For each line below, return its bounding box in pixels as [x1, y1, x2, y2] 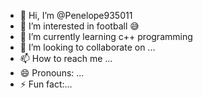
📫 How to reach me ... [19, 53, 113, 64]
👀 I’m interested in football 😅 [19, 20, 140, 32]
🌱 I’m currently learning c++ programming [19, 31, 193, 42]
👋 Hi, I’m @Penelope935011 [19, 10, 133, 21]
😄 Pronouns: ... [19, 67, 85, 79]
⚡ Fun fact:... [19, 78, 73, 90]
